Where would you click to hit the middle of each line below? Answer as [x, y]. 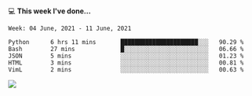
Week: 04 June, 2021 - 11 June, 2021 [70, 28]
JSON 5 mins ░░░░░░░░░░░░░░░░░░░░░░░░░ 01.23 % [126, 56]
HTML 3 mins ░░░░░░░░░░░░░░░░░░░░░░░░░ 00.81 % [126, 63]
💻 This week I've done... [50, 11]
